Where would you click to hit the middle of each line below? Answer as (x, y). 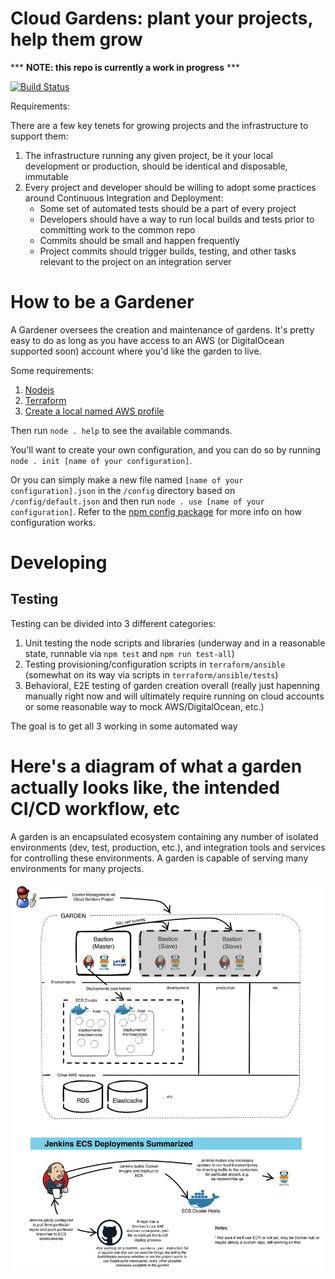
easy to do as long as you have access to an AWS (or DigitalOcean (147, 340)
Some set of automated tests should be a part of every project (168, 208)
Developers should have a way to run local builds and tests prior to (177, 219)
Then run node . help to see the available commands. (121, 430)
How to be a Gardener (102, 302)
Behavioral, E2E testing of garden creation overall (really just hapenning (172, 685)
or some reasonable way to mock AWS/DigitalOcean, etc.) (144, 706)
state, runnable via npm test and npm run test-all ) (129, 653)
